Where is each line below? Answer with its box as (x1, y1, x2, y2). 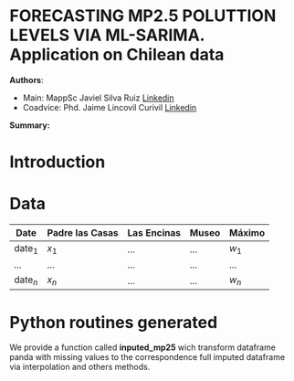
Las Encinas (127, 227, 181, 239)
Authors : (9, 74, 44, 85)
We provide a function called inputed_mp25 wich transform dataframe (9, 342, 277, 353)
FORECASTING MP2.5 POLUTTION (9, 5, 277, 26)
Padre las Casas (47, 227, 119, 239)
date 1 (14, 242, 38, 257)
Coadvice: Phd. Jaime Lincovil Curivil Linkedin (22, 101, 197, 112)
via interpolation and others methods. (9, 362, 151, 373)
